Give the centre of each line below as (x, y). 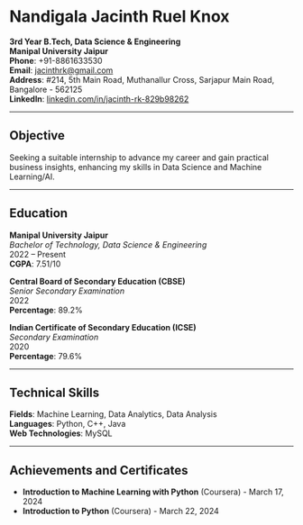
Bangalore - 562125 (46, 89)
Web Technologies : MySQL (61, 433)
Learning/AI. (32, 177)
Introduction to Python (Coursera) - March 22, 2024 (120, 511)
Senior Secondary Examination (67, 291)
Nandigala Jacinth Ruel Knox (119, 17)
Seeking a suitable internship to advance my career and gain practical (139, 157)
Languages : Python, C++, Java (68, 424)
